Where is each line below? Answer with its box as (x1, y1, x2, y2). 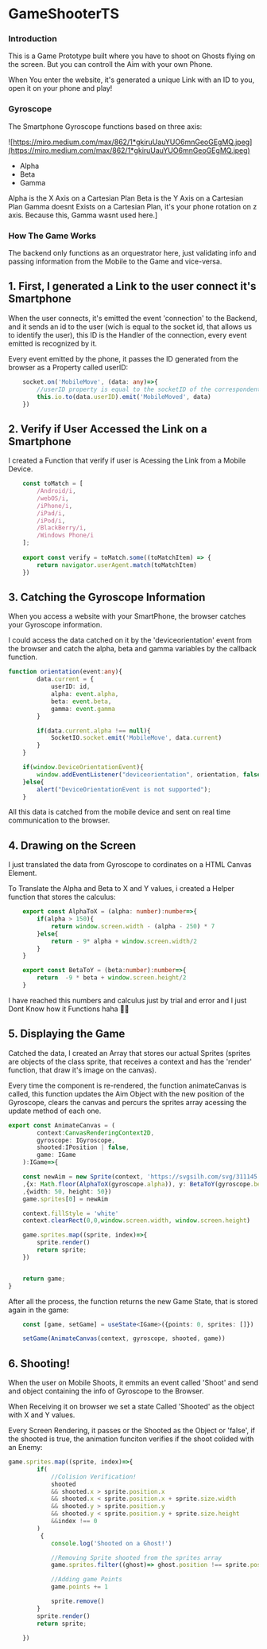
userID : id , (50, 682, 91, 691)
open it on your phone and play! (8, 84, 113, 93)
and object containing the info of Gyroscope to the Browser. (8, 1386, 204, 1396)
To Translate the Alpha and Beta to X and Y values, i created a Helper (8, 884, 234, 893)
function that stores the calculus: (8, 893, 117, 902)
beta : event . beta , (50, 698, 112, 705)
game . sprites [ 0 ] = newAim (22, 1195, 109, 1203)
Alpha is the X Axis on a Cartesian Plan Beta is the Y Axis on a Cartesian (8, 193, 244, 203)
